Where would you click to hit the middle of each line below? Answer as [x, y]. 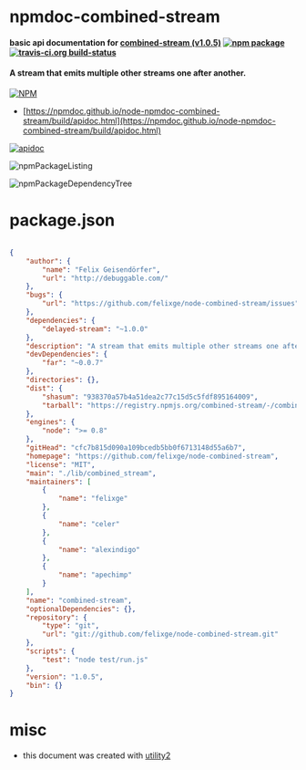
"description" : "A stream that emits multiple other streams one [153, 346]
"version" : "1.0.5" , [65, 677]
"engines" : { [51, 422]
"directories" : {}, [63, 380]
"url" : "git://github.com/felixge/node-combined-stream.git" [161, 635]
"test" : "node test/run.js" [95, 660]
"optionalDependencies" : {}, [81, 609]
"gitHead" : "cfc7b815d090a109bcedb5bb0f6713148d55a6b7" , [136, 448]
